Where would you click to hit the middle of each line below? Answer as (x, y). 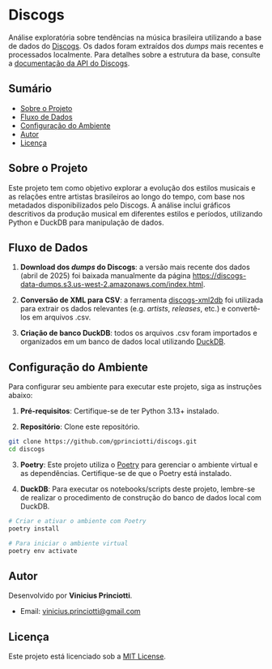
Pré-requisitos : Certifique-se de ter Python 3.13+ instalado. (120, 411)
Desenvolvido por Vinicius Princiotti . (70, 596)
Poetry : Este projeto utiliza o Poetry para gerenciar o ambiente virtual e (139, 465)
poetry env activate (43, 551)
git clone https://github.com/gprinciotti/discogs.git (103, 442)
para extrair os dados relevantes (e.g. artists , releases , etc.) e (123, 309)
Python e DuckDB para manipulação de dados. (86, 222)
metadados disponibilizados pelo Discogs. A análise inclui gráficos (119, 205)
